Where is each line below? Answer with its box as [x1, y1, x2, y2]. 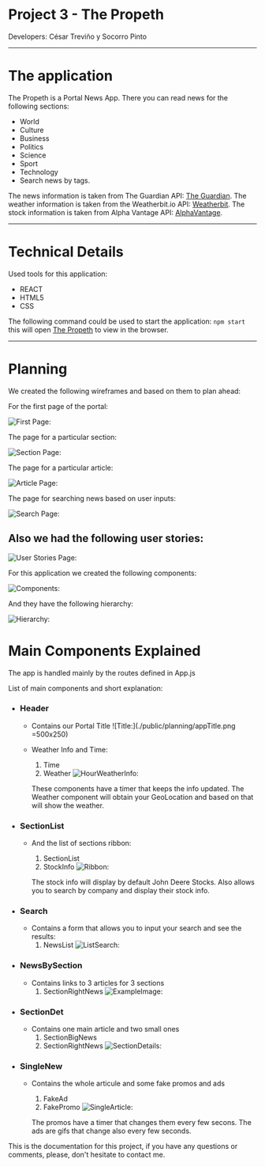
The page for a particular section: [8, 432, 117, 441]
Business [19, 133, 50, 143]
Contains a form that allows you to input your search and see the [31, 923, 242, 933]
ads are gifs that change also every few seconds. [31, 1126, 192, 1136]
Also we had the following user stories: [8, 532, 204, 545]
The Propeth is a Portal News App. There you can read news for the [8, 93, 229, 102]
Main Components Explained [8, 642, 201, 660]
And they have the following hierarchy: [8, 599, 134, 608]
